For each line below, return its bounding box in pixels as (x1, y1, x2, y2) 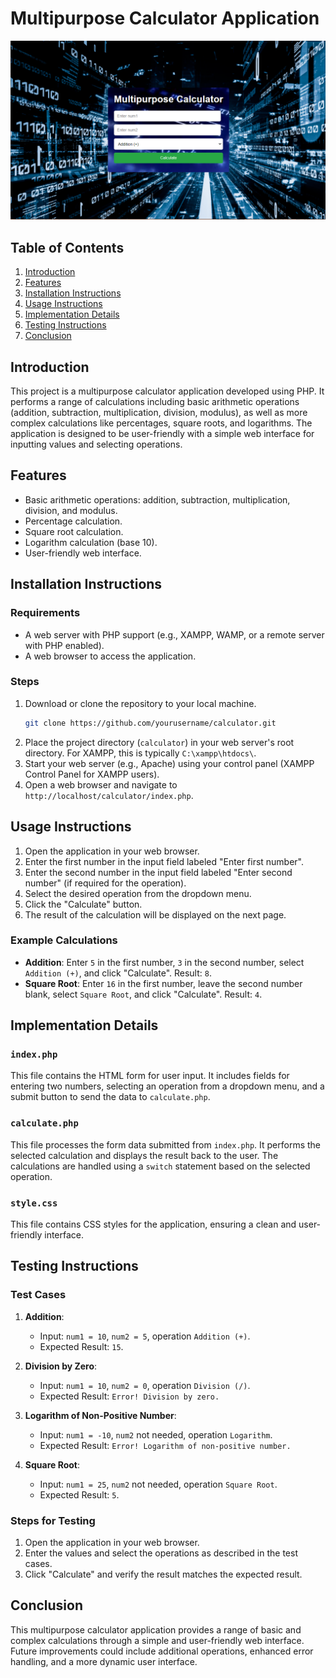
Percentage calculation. (24, 515, 123, 527)
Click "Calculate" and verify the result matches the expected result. (24, 1568, 303, 1581)
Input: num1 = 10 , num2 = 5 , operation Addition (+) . (39, 1330, 251, 1342)
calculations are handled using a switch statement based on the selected (10, 1160, 311, 1172)
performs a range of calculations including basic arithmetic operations (10, 396, 300, 408)
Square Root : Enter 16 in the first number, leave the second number (24, 977, 303, 989)
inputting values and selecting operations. (10, 438, 183, 451)
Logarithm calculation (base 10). (24, 536, 158, 548)
